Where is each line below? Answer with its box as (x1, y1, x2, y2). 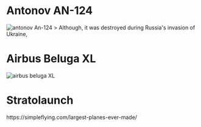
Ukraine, (6, 30, 28, 37)
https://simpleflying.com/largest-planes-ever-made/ (6, 114, 138, 121)
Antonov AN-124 (6, 4, 93, 18)
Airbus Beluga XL (6, 52, 96, 66)
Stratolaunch (6, 93, 74, 107)
